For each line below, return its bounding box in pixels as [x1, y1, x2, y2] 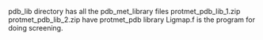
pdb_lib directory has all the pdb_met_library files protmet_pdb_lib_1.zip [8, 7, 241, 16]
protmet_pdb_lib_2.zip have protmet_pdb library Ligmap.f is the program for [8, 15, 256, 24]
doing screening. [8, 24, 63, 32]
